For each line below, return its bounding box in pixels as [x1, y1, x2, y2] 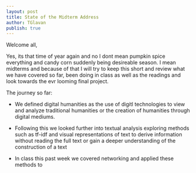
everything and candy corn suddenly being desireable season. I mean [6, 59, 176, 66]
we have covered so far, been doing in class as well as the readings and [6, 71, 181, 79]
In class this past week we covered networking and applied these [14, 155, 174, 162]
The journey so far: [6, 89, 53, 96]
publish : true [6, 25, 41, 31]
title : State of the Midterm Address [6, 14, 99, 20]
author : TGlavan [6, 19, 46, 25]
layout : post [6, 8, 38, 15]
